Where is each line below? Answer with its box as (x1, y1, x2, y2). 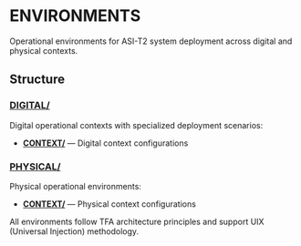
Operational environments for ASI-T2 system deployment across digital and (9, 36, 293, 46)
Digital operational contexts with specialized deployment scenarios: (9, 119, 264, 130)
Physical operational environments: (9, 180, 141, 191)
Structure (9, 72, 66, 87)
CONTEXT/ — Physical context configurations (22, 198, 196, 210)
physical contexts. (9, 45, 78, 56)
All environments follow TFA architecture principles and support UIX (9, 216, 265, 227)
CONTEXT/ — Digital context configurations (22, 138, 189, 149)
